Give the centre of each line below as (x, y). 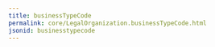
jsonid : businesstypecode (52, 30)
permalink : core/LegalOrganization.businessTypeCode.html (107, 23)
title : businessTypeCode (50, 16)
